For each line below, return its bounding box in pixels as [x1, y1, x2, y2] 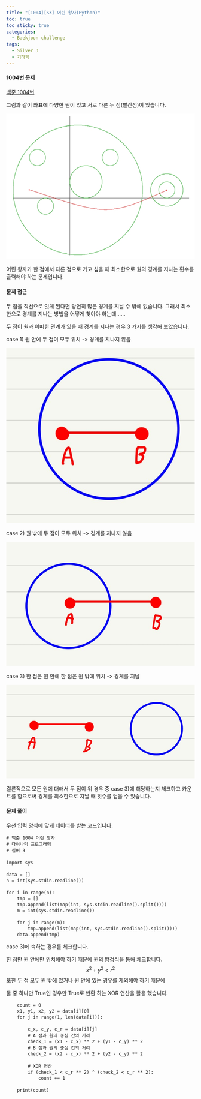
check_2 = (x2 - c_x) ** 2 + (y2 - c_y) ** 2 [28, 1050, 144, 1057]
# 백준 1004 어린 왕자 [6, 834, 56, 841]
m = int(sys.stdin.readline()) [17, 908, 95, 914]
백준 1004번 [6, 88, 35, 95]
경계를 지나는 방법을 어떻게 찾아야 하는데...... [22, 310, 126, 317]
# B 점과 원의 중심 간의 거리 [28, 1044, 90, 1051]
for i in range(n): [6, 890, 55, 896]
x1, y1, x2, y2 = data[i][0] [17, 1008, 90, 1014]
